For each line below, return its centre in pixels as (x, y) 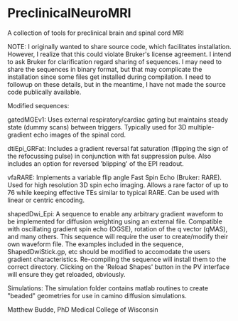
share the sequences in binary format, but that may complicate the (105, 69)
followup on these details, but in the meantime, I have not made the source (117, 84)
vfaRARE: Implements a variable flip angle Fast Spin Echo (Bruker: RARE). (115, 177)
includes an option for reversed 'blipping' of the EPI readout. (96, 163)
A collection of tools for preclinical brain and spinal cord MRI (96, 33)
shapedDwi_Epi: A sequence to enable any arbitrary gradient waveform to (115, 214)
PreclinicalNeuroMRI (69, 13)
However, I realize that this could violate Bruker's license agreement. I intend (119, 54)
